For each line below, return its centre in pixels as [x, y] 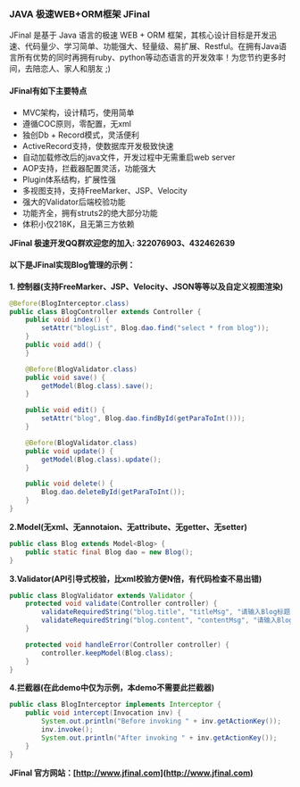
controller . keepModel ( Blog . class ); [108, 653]
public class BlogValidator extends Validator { [101, 595]
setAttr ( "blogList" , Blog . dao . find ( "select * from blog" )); [155, 328]
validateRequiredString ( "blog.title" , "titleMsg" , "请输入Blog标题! [168, 612]
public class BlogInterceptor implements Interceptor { [115, 705]
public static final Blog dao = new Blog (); [109, 552]
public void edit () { [65, 410]
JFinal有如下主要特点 [48, 90]
